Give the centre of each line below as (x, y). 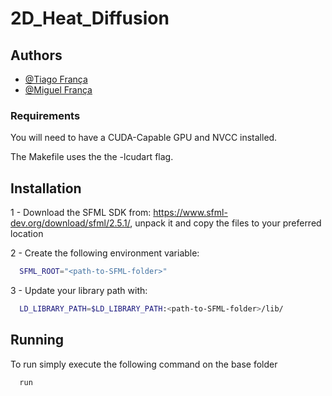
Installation (46, 188)
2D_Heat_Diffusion (90, 18)
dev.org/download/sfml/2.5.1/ (70, 223)
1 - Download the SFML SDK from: (81, 213)
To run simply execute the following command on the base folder (144, 364)
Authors (36, 55)
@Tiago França (56, 79)
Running (37, 340)
